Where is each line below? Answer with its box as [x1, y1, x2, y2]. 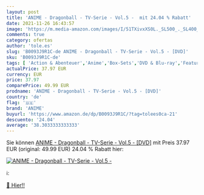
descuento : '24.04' [6, 116, 56, 122]
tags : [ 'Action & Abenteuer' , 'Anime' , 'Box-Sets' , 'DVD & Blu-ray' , [6, 60, 181, 66]
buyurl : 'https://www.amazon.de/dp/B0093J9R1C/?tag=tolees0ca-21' [6, 111, 178, 117]
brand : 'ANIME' [6, 105, 45, 112]
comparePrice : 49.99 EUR [6, 83, 69, 89]
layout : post [6, 9, 39, 15]
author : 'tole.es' [6, 43, 53, 49]
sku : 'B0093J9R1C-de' [6, 54, 61, 60]
